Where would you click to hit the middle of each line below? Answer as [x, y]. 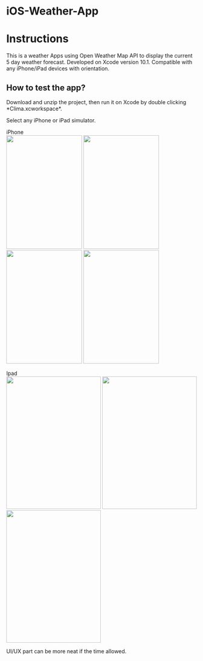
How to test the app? [46, 88]
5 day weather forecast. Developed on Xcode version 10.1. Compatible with [99, 62]
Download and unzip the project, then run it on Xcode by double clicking [96, 102]
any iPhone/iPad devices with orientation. [58, 68]
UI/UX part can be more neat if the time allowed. [66, 651]
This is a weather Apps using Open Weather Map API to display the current [99, 56]
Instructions [37, 39]
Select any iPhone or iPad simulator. [51, 120]
